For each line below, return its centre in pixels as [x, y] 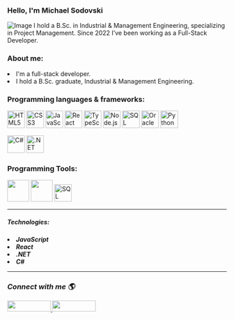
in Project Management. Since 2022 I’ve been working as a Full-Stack [107, 33]
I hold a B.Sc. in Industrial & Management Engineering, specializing [129, 26]
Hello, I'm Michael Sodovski [55, 10]
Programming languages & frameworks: [76, 99]
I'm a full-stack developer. [54, 74]
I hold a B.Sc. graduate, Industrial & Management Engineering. [105, 81]
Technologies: [29, 222]
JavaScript [32, 240]
